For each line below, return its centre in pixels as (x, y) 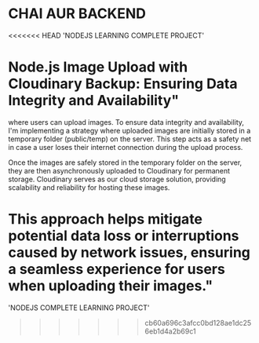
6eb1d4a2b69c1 (170, 331)
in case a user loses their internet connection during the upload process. (126, 147)
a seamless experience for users (117, 270)
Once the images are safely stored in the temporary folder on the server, (125, 162)
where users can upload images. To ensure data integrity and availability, (126, 122)
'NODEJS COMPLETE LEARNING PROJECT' (79, 308)
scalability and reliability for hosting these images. (89, 187)
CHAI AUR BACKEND (77, 14)
